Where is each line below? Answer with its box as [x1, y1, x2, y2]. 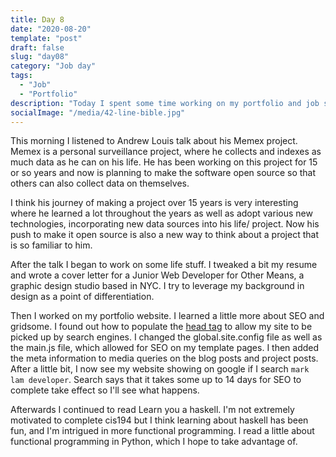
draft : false [10, 42, 65, 53]
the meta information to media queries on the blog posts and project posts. [10, 352, 319, 365]
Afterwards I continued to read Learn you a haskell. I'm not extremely [10, 404, 295, 416]
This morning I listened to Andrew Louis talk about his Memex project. [10, 135, 298, 147]
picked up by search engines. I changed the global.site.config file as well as [10, 331, 323, 343]
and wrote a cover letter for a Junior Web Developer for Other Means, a [10, 269, 305, 281]
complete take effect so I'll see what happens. [10, 384, 200, 396]
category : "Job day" [10, 61, 97, 71]
